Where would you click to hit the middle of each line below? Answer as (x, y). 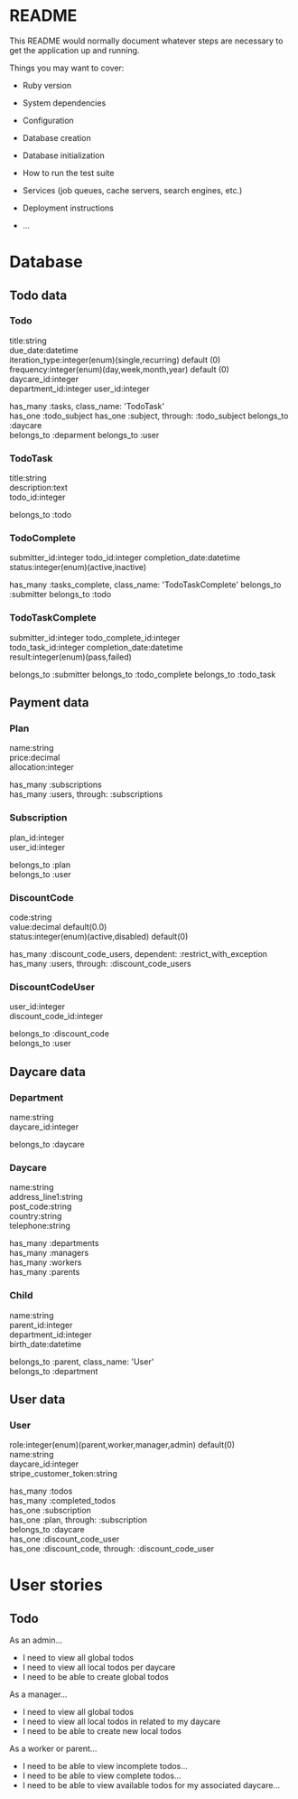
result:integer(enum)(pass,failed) (71, 657)
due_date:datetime (44, 350)
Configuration (48, 120)
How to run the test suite (68, 173)
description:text (38, 488)
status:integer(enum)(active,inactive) (78, 567)
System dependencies (64, 103)
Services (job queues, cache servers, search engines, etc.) (132, 190)
